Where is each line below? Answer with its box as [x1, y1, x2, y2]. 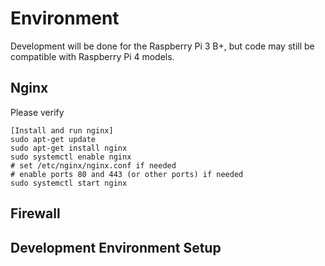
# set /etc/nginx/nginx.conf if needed [10, 160, 177, 171]
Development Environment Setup [10, 239, 222, 256]
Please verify [10, 106, 65, 118]
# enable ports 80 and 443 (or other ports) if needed [10, 169, 244, 179]
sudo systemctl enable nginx [10, 152, 132, 162]
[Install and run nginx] [10, 125, 114, 136]
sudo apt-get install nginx [10, 143, 128, 153]
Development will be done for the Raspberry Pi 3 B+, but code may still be [10, 40, 315, 52]
